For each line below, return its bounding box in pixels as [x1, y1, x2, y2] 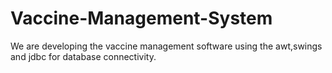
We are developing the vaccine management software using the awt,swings [10, 40, 323, 52]
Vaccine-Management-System [10, 7, 273, 30]
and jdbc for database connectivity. [10, 50, 157, 62]
